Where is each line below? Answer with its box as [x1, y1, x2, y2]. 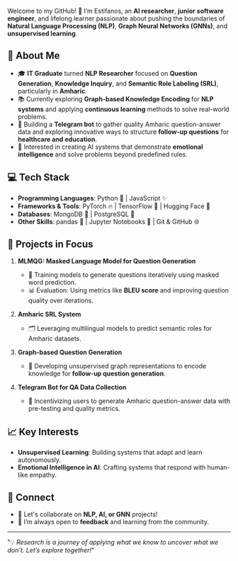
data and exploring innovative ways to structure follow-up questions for [17, 127, 229, 136]
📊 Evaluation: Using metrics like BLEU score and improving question [28, 286, 229, 295]
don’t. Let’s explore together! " [7, 546, 95, 555]
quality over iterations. [28, 296, 94, 305]
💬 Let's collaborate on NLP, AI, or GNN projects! [17, 510, 158, 518]
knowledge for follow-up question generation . [28, 369, 166, 378]
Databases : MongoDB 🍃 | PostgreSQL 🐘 [17, 210, 135, 218]
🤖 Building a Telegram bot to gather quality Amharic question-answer [17, 120, 221, 128]
